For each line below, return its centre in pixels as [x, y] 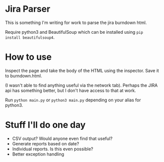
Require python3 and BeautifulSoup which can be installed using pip [74, 32]
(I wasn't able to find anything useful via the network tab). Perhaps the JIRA [82, 85]
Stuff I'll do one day [45, 125]
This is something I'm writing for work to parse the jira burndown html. [76, 23]
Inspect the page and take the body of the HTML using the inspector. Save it [82, 70]
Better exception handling [38, 154]
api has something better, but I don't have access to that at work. [70, 90]
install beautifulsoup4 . [30, 37]
